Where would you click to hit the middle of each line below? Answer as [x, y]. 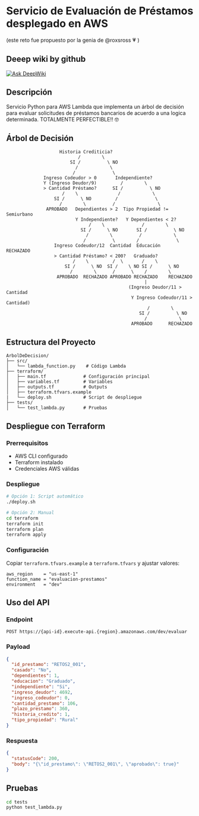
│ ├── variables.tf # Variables [59, 382]
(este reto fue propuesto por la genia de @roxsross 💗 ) [73, 40]
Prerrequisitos [27, 443]
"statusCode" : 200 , [36, 759]
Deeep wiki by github [46, 59]
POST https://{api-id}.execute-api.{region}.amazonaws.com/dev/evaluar [97, 632]
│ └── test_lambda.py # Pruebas [57, 408]
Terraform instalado [39, 462]
